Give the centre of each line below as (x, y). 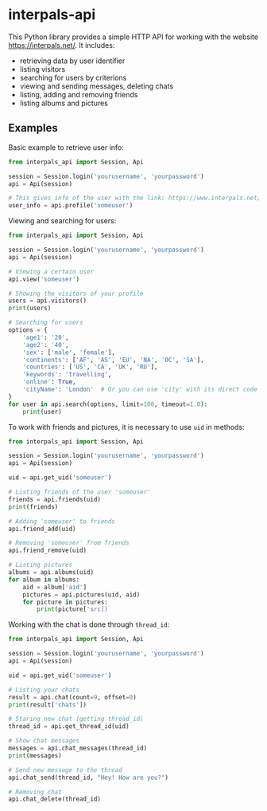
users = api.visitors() (48, 301)
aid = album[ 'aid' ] (55, 587)
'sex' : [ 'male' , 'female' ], (69, 352)
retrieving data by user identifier (72, 61)
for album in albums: (44, 580)
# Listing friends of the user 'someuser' (79, 492)
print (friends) (33, 507)
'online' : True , (50, 382)
